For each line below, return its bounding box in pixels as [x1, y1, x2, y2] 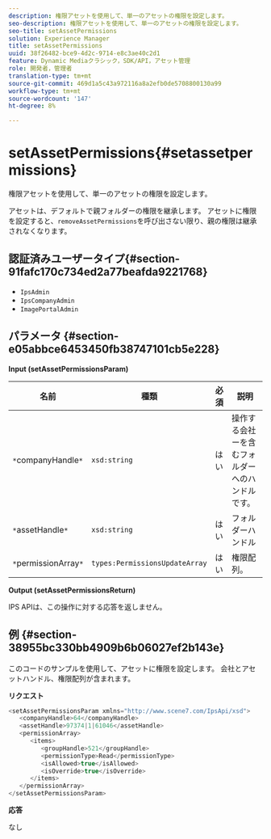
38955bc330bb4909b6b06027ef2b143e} [8, 641, 225, 655]
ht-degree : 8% [8, 102, 56, 110]
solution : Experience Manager [8, 34, 110, 43]
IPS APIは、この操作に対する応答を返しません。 [8, 601, 167, 611]
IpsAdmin [19, 288, 50, 296]
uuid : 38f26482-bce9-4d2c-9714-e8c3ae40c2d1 [8, 49, 161, 57]
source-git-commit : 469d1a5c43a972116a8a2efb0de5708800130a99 [8, 79, 222, 87]
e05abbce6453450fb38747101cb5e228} [8, 343, 220, 356]
